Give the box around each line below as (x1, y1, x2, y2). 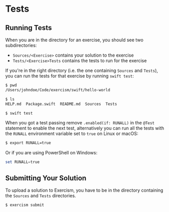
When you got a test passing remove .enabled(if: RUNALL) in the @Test (5, 120, 155, 126)
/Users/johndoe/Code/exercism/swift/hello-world (5, 87, 110, 92)
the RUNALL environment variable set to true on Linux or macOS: (5, 130, 138, 137)
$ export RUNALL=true (5, 141, 51, 146)
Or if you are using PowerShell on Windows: (5, 150, 98, 156)
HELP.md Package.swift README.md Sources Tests (5, 101, 117, 107)
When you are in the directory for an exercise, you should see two (5, 37, 144, 43)
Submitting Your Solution (5, 174, 87, 182)
